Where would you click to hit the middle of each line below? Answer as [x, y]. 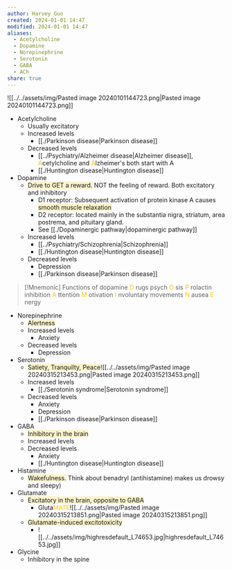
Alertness [41, 323]
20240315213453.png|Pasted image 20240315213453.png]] [114, 375]
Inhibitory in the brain [58, 434]
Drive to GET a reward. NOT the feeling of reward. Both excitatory [121, 186]
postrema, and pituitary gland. [81, 222]
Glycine [28, 552]
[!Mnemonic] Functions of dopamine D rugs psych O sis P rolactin [118, 287]
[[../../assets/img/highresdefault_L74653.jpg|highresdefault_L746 [131, 537]
